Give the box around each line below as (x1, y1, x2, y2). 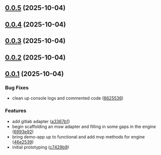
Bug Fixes (5, 84, 29, 91)
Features (5, 108, 27, 114)
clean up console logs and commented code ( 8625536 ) (12, 95, 124, 101)
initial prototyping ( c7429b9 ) (12, 144, 69, 150)
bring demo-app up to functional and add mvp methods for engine (12, 134, 145, 139)
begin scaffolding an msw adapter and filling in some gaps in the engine (12, 124, 156, 129)
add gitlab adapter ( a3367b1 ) (12, 118, 70, 124)
